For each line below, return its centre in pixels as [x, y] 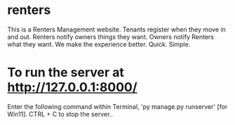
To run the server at [66, 73]
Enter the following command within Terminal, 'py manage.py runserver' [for [117, 106]
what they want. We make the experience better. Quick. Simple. [99, 44]
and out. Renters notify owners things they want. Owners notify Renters [111, 36]
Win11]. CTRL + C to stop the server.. [60, 114]
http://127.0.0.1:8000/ [73, 88]
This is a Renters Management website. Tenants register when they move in [116, 29]
